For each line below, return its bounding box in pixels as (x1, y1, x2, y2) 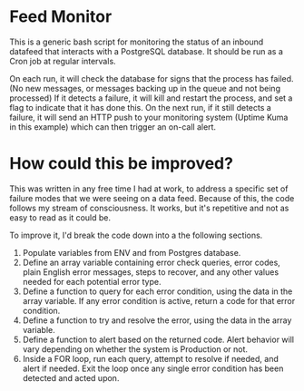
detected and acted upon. (22, 372, 120, 383)
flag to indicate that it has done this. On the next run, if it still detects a (9, 102, 272, 112)
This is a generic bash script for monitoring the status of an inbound (9, 36, 264, 47)
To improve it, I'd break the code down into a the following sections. (9, 230, 263, 240)
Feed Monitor (9, 6, 113, 27)
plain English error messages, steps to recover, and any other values (22, 266, 279, 278)
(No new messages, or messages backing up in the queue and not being (9, 83, 281, 93)
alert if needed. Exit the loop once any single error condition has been (22, 363, 284, 374)
